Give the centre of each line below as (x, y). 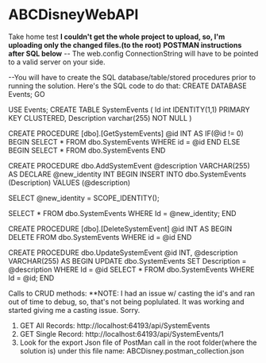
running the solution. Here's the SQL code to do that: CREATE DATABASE (128, 86)
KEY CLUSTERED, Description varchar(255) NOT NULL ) (100, 118)
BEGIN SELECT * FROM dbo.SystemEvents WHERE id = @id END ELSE (124, 141)
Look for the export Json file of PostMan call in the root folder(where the (138, 342)
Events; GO (27, 94)
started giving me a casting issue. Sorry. (74, 310)
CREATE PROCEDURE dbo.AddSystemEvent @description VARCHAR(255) (129, 165)
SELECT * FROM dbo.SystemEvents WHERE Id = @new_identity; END (122, 213)
